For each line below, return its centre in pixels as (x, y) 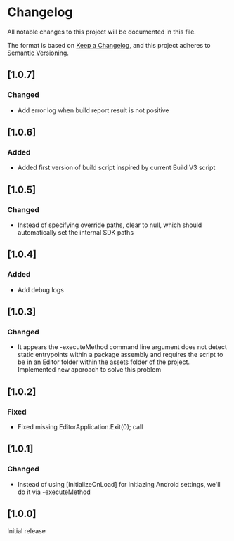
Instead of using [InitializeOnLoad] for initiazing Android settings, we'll (119, 484)
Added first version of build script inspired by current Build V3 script (116, 168)
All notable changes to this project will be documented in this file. (102, 32)
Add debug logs (41, 289)
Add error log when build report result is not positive (93, 110)
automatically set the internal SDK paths (76, 232)
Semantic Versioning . (38, 53)
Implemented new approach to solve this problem (89, 370)
